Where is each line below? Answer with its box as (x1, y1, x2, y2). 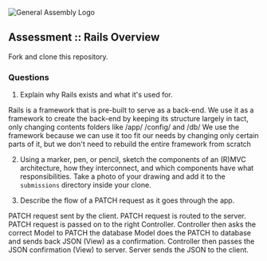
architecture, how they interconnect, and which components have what (19, 164, 254, 173)
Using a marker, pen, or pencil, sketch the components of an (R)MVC (19, 155, 246, 164)
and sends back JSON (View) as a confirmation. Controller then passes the (8, 236, 255, 247)
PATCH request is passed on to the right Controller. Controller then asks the (8, 219, 257, 229)
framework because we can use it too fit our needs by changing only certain (8, 131, 259, 140)
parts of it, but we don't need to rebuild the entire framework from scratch (8, 140, 251, 149)
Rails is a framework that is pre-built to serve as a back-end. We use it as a (8, 105, 254, 115)
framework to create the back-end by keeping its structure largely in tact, (8, 114, 249, 124)
